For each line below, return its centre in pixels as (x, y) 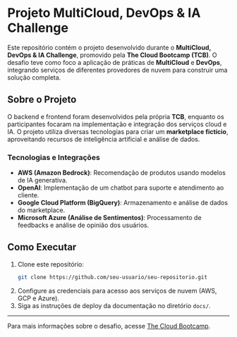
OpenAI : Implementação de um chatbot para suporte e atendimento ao (121, 188)
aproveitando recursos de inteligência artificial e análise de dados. (104, 139)
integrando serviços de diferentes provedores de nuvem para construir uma (117, 70)
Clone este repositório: (51, 264)
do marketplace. (41, 210)
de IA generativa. (42, 180)
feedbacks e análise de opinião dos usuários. (83, 225)
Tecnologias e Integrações (54, 157)
